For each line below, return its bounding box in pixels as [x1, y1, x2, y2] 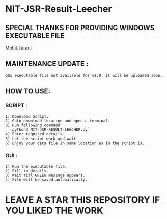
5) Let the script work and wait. [5, 136, 79, 141]
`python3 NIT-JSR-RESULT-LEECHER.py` [10, 127, 90, 132]
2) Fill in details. [5, 168, 49, 173]
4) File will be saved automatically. [5, 177, 88, 182]
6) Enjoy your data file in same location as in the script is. [5, 141, 145, 146]
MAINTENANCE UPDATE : [5, 60, 89, 68]
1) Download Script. [5, 114, 49, 119]
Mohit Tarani [5, 45, 32, 51]
